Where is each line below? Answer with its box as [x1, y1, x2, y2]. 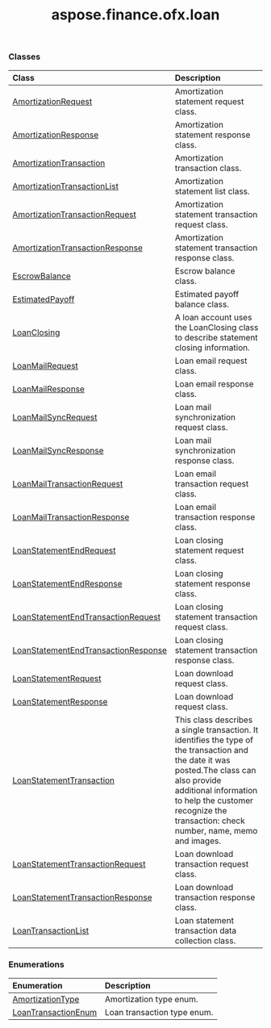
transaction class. [174, 162, 242, 173]
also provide [174, 775, 222, 786]
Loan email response [174, 378, 254, 389]
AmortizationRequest [12, 95, 93, 107]
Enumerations [8, 959, 65, 970]
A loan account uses [174, 311, 252, 323]
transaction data [174, 925, 236, 936]
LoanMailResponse [12, 383, 85, 395]
